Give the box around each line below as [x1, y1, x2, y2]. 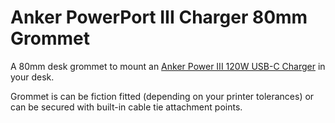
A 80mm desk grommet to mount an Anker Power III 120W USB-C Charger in [10, 60, 326, 72]
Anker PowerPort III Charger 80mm [10, 6, 308, 29]
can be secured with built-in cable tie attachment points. [10, 101, 243, 113]
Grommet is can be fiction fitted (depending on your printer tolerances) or [10, 90, 315, 102]
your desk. [10, 71, 55, 83]
